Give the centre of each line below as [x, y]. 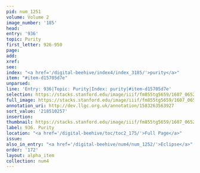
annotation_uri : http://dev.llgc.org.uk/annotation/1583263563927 [90, 106]
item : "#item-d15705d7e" [37, 78]
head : [13, 28]
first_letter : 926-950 [34, 45]
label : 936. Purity [30, 128]
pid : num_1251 [24, 12]
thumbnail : [20, 122]
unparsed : [18, 84]
